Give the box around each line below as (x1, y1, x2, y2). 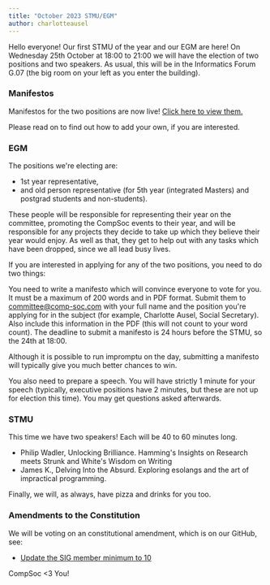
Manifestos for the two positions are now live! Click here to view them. (8, 106, 243, 116)
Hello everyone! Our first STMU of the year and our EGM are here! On (8, 41, 241, 51)
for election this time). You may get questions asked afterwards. (8, 393, 222, 403)
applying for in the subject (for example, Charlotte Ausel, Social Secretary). (8, 310, 259, 320)
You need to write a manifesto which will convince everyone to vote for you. (8, 284, 262, 294)
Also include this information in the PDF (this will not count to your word (8, 318, 248, 329)
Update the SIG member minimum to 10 (19, 552, 152, 562)
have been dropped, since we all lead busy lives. (8, 245, 171, 254)
